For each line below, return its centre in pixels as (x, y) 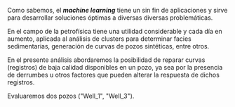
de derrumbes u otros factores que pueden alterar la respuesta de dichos (113, 75)
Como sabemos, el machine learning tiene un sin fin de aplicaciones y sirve (117, 10)
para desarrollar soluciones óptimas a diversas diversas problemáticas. (110, 18)
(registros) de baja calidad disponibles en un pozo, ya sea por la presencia (115, 67)
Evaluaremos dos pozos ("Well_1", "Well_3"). (71, 96)
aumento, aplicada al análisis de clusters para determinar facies (99, 39)
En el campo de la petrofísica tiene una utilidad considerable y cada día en (115, 31)
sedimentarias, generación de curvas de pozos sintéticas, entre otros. (108, 46)
